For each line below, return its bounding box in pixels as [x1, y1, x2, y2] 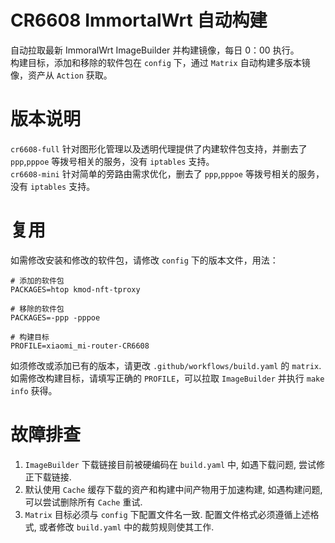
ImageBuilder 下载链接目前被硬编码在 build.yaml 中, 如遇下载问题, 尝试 [24, 458, 317, 470]
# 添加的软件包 [10, 276, 65, 286]
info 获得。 [10, 384, 58, 396]
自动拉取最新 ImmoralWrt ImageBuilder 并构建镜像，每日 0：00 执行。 [10, 44, 300, 56]
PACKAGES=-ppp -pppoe [10, 312, 101, 323]
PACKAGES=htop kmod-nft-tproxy [10, 284, 141, 295]
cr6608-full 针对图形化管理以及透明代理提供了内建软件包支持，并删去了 [10, 142, 308, 155]
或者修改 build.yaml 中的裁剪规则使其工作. [38, 521, 215, 533]
